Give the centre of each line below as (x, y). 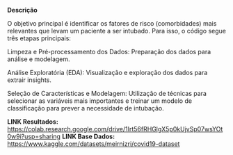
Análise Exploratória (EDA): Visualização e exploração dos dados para (107, 73)
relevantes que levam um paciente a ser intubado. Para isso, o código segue (117, 31)
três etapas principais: (39, 38)
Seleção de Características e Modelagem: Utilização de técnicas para (107, 93)
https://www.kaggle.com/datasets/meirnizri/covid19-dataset (94, 144)
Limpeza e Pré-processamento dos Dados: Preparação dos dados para (109, 52)
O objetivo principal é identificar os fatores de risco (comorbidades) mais (112, 23)
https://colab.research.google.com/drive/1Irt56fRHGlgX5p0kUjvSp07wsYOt (115, 129)
